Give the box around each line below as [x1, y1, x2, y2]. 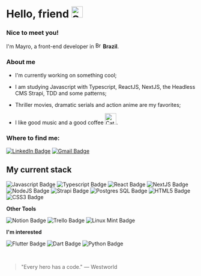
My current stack [6, 165, 72, 175]
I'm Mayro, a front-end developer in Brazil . [6, 43, 119, 50]
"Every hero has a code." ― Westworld [20, 263, 118, 270]
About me [6, 58, 36, 66]
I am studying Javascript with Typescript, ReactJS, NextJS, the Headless [14, 83, 196, 90]
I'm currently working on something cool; [14, 71, 117, 79]
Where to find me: [6, 134, 60, 142]
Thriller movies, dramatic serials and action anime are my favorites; [14, 101, 181, 108]
